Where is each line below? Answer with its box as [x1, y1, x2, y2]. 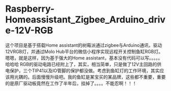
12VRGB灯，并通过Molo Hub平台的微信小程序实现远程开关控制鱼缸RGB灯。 [5, 48, 163, 54]
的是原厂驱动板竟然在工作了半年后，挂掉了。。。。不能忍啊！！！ [5, 80, 137, 86]
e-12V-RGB [5, 25, 53, 36]
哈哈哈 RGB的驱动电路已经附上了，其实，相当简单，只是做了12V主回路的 [5, 61, 157, 67]
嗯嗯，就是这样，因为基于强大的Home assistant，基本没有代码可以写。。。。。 [5, 54, 163, 61]
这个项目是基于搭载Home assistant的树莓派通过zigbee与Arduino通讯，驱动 [5, 42, 162, 48]
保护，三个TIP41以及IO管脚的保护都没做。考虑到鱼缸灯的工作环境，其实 [9, 67, 160, 74]
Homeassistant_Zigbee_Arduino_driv [5, 14, 166, 25]
